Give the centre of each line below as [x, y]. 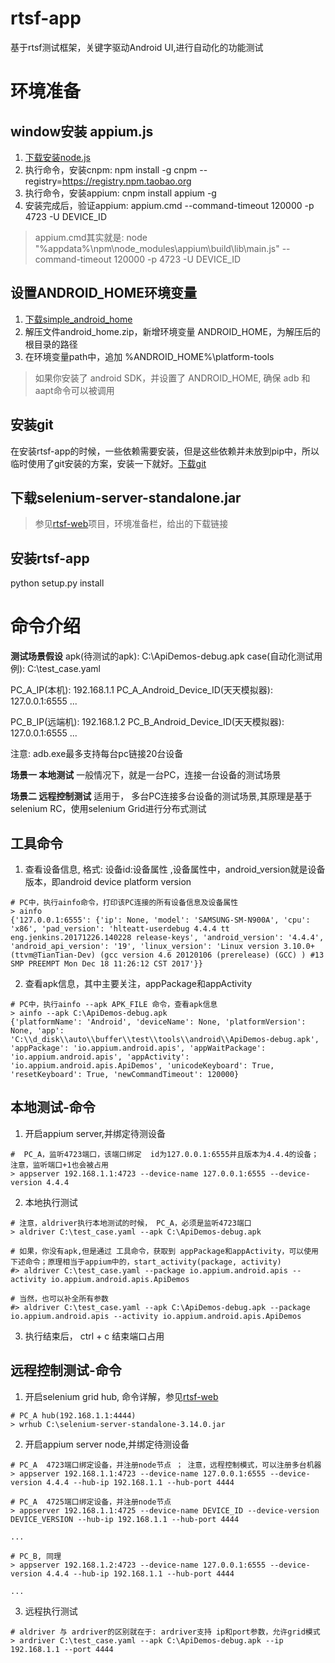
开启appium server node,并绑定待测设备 [107, 1444]
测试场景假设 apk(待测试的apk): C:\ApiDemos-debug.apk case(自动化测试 [162, 656]
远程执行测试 [51, 1611]
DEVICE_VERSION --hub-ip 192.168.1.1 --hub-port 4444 [125, 1519]
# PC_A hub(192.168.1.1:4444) [73, 1415]
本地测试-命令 [53, 1107]
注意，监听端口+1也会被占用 [60, 1165]
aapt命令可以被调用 [74, 390]
